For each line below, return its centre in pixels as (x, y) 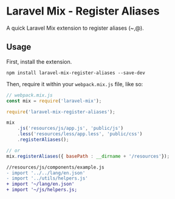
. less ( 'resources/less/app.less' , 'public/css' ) (80, 134)
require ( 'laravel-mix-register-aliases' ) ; (61, 112)
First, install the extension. (39, 61)
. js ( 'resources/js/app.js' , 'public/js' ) (70, 129)
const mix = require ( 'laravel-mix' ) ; (54, 101)
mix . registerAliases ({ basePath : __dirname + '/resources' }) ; (88, 156)
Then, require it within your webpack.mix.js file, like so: (75, 84)
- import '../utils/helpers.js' (47, 178)
